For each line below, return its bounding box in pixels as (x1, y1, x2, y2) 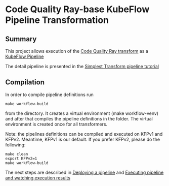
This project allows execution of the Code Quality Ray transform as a (5, 48, 148, 54)
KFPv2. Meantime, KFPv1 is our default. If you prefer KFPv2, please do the (5, 136, 160, 142)
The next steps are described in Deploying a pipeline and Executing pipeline (5, 169, 164, 175)
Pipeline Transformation (5, 14, 109, 26)
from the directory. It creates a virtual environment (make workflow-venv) (5, 110, 158, 116)
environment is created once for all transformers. (5, 121, 108, 127)
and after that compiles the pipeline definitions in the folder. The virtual (5, 115, 153, 121)
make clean (5, 151, 28, 157)
